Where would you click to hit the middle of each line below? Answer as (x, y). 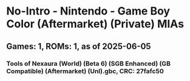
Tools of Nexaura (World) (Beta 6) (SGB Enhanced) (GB (89, 63)
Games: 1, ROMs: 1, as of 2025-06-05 (79, 46)
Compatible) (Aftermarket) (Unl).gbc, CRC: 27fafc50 (85, 71)
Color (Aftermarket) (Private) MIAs (95, 24)
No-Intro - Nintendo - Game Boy (88, 11)
